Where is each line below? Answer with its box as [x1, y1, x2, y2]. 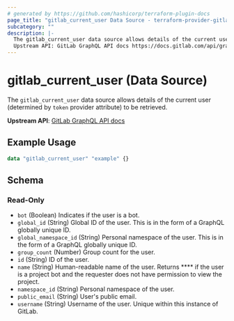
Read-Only [7, 195, 45, 205]
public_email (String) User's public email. [17, 292, 137, 301]
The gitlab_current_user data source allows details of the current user [7, 95, 211, 104]
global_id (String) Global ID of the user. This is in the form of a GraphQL [17, 219, 225, 227]
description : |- [7, 29, 54, 37]
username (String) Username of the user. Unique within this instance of [17, 300, 219, 308]
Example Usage [7, 136, 77, 148]
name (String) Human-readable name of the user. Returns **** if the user [17, 263, 224, 272]
